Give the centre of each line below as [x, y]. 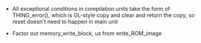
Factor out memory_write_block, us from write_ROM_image [87, 33]
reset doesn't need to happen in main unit [65, 21]
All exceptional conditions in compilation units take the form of [91, 9]
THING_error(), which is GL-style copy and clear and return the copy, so [103, 15]
